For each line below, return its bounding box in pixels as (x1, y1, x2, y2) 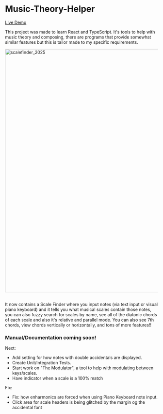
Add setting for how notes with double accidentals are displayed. (12, 355, 142, 360)
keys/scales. (12, 370, 37, 376)
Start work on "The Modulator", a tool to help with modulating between (12, 365, 154, 371)
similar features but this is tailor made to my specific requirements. (5, 39, 138, 45)
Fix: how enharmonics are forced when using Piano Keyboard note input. (12, 394, 158, 400)
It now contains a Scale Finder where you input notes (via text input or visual (5, 301, 158, 307)
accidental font (12, 405, 42, 411)
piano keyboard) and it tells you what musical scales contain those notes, (5, 306, 151, 312)
